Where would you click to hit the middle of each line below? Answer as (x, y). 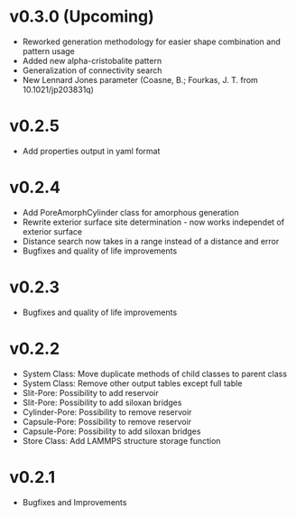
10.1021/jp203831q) (58, 89)
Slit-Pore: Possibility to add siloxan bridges (102, 402)
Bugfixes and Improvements (74, 502)
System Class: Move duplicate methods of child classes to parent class (154, 374)
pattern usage (48, 51)
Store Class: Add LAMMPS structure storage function (121, 440)
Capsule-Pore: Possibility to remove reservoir (107, 421)
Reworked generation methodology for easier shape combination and (152, 42)
